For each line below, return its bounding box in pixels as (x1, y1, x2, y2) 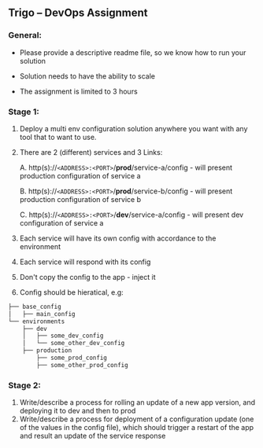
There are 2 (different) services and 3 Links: (19, 147, 163, 156)
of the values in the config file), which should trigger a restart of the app (19, 423, 254, 432)
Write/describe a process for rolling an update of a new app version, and (19, 398, 256, 407)
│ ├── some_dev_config (22, 332, 104, 340)
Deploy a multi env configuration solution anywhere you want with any (19, 123, 248, 133)
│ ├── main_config (8, 310, 76, 318)
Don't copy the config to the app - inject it (19, 272, 156, 281)
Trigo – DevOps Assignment (8, 6, 148, 20)
